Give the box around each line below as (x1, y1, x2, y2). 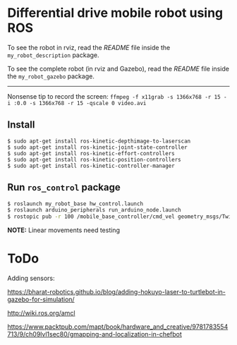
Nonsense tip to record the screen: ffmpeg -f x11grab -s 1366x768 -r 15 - (7, 92, 227, 100)
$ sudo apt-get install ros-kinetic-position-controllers (7, 156, 181, 163)
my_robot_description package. (7, 51, 100, 59)
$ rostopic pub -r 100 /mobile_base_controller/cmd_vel (7, 213, 175, 220)
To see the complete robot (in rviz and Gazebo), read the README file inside (7, 64, 229, 73)
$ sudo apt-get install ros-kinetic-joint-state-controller (7, 143, 188, 151)
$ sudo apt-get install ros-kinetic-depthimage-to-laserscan (7, 138, 191, 145)
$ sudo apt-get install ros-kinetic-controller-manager (7, 162, 175, 169)
